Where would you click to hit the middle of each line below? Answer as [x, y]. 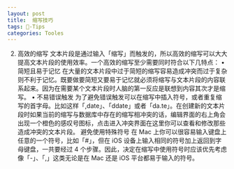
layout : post [26, 14]
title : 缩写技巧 [30, 20]
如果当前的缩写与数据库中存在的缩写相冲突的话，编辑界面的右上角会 [127, 115]
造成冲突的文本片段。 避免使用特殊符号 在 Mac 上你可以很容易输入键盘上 [122, 132]
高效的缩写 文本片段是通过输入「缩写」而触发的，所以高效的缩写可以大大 [122, 54]
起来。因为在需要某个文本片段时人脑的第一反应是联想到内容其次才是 [122, 88]
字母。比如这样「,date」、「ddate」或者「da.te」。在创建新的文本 [127, 106]
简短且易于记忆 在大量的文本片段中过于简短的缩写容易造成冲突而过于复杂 [122, 71]
